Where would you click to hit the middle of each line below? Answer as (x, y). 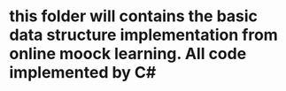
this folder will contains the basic (134, 16)
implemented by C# (83, 73)
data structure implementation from (144, 35)
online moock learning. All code (128, 54)
